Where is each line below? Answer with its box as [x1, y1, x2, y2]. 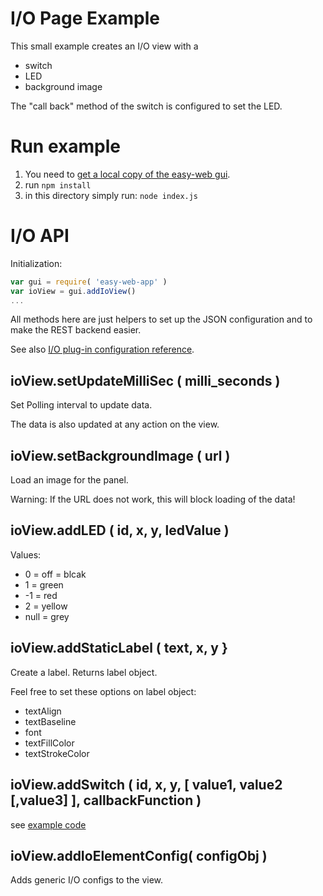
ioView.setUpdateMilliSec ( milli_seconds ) [10, 372, 281, 389]
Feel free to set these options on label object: [10, 685, 197, 697]
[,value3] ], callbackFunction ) [10, 792, 202, 809]
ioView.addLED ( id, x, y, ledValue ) [10, 522, 230, 539]
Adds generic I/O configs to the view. [10, 874, 164, 886]
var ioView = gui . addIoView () [10, 286, 137, 296]
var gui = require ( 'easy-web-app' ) [10, 277, 168, 287]
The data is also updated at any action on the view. [10, 418, 220, 431]
